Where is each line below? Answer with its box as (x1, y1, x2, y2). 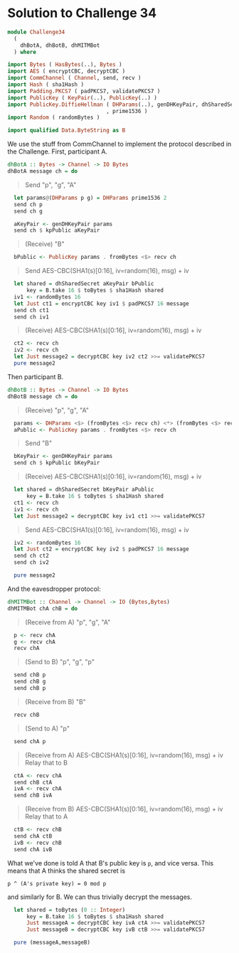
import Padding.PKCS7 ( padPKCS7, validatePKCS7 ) (7, 87, 161, 95)
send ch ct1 (14, 307, 50, 314)
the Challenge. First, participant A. (7, 147, 108, 156)
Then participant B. (7, 372, 64, 381)
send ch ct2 (14, 553, 50, 560)
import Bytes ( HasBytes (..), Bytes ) (7, 61, 122, 68)
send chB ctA (14, 779, 53, 786)
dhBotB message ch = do (7, 393, 78, 400)
